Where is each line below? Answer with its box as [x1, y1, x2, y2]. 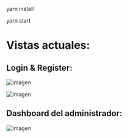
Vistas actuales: [6, 38, 90, 53]
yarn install [6, 5, 34, 12]
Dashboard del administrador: [6, 108, 123, 118]
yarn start [6, 17, 31, 24]
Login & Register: [6, 62, 73, 73]
